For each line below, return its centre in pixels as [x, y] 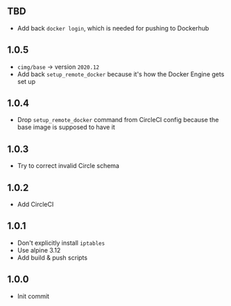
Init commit [33, 296]
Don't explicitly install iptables [61, 243]
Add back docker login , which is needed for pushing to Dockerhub [113, 28]
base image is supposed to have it [66, 127]
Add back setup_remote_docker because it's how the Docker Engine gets [121, 74]
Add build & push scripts [52, 257]
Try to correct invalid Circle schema [68, 166]
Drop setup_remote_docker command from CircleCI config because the [118, 120]
